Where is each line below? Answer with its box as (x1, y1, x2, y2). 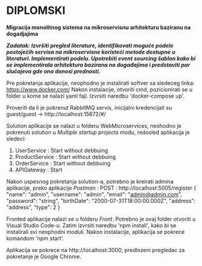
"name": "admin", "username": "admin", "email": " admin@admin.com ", (6, 190, 183, 198)
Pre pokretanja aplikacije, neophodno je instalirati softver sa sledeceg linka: (6, 79, 195, 87)
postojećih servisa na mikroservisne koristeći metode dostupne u (6, 48, 176, 55)
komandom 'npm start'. (6, 234, 64, 242)
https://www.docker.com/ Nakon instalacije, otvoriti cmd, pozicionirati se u (6, 85, 193, 93)
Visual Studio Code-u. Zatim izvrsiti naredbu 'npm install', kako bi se (6, 222, 177, 229)
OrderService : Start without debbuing (15, 159, 111, 167)
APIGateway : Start (15, 166, 62, 173)
